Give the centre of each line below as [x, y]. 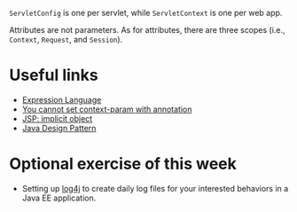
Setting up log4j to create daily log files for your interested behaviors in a [155, 188]
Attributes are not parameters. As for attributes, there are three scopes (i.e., [147, 30]
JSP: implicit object [57, 118]
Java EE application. [59, 198]
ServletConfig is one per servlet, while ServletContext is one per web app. [146, 13]
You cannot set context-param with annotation [107, 109]
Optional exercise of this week [123, 164]
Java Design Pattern [59, 128]
